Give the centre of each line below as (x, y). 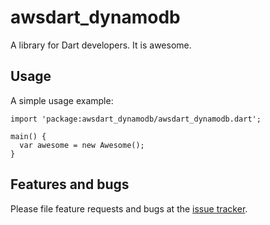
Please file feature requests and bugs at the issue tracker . (129, 208)
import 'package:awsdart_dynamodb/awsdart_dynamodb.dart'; (136, 119)
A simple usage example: (62, 100)
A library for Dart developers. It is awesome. (101, 45)
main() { (28, 136)
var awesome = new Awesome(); (82, 145)
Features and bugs (70, 184)
